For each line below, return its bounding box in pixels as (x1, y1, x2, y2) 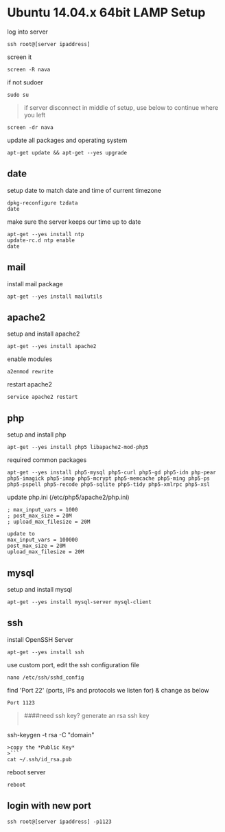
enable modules (7, 355, 53, 363)
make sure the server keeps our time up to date (7, 218, 141, 226)
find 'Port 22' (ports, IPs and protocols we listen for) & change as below (7, 686, 209, 694)
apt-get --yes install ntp (7, 231, 84, 238)
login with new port (7, 800, 91, 811)
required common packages (7, 456, 87, 464)
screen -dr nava (7, 124, 54, 131)
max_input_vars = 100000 (7, 537, 78, 544)
